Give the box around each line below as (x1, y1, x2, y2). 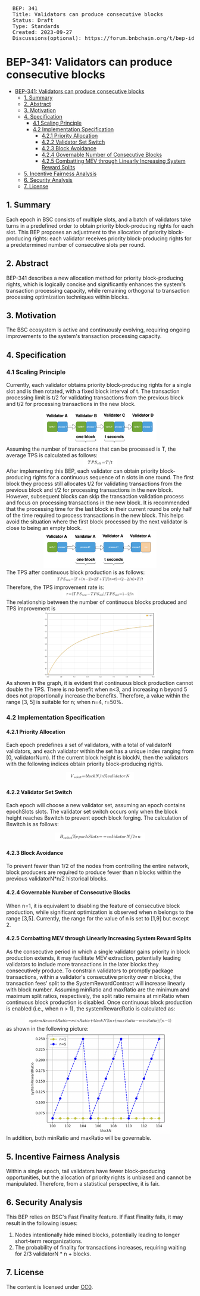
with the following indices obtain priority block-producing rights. (6, 760, 164, 768)
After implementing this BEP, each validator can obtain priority (6, 467, 159, 475)
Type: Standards (12, 23, 60, 29)
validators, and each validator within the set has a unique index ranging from (6, 748, 194, 755)
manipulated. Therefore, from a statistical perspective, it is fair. (6, 1180, 160, 1187)
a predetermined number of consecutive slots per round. (6, 241, 145, 248)
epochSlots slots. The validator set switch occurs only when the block (6, 808, 178, 816)
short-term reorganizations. (14, 1237, 83, 1245)
